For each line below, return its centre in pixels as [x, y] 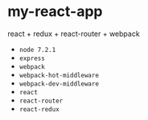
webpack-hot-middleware [59, 75]
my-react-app [55, 12]
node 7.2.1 [37, 50]
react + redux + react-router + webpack [74, 34]
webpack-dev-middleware [59, 84]
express [32, 58]
